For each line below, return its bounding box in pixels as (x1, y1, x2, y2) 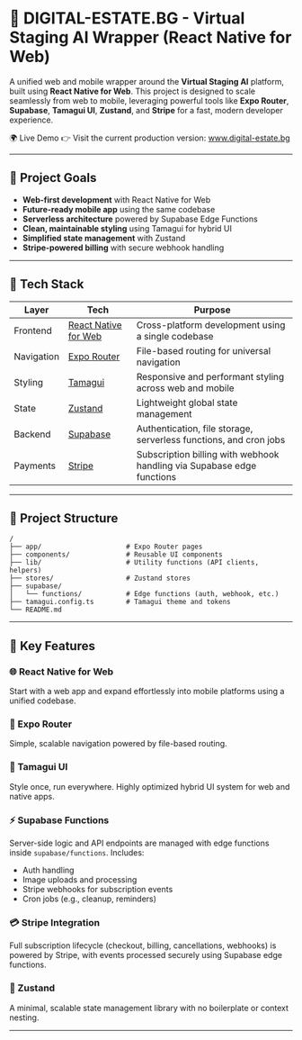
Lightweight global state (136, 396, 238, 409)
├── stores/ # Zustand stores (9, 574, 191, 583)
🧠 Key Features (9, 638, 96, 654)
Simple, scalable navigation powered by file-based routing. (9, 738, 227, 749)
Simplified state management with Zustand (22, 232, 186, 243)
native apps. (9, 791, 56, 801)
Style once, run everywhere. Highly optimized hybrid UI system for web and (9, 781, 290, 791)
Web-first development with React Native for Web (22, 194, 211, 205)
